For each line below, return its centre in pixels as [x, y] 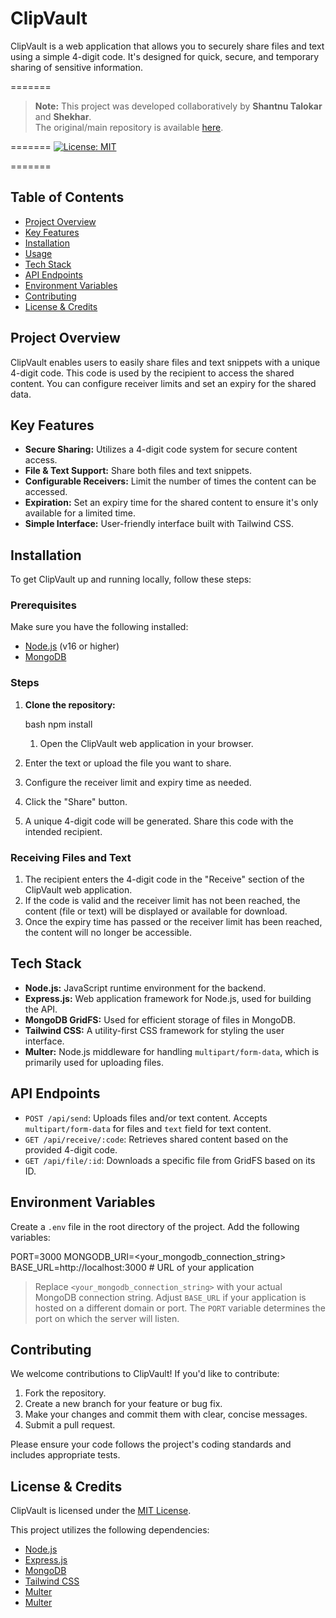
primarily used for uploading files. [94, 1062]
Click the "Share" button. [76, 801]
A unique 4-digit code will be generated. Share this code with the [159, 821]
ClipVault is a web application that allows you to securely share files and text [167, 46]
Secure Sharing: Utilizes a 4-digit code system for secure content [161, 449]
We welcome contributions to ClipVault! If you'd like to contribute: [145, 1374]
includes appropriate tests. [65, 1455]
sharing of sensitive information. [77, 67]
